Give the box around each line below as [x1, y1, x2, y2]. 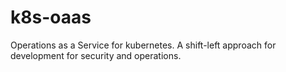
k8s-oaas [10, 6, 92, 29]
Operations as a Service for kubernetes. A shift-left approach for [10, 39, 277, 51]
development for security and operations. [10, 49, 182, 61]
